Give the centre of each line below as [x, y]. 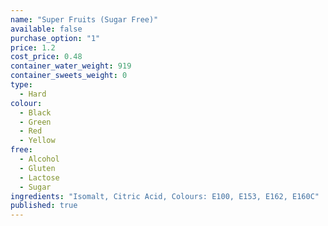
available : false [46, 29]
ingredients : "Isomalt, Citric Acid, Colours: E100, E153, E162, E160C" [165, 196]
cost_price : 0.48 [46, 57]
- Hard [33, 94]
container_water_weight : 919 [71, 66]
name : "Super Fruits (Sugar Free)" [84, 19]
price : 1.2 [33, 47]
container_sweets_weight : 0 [69, 76]
